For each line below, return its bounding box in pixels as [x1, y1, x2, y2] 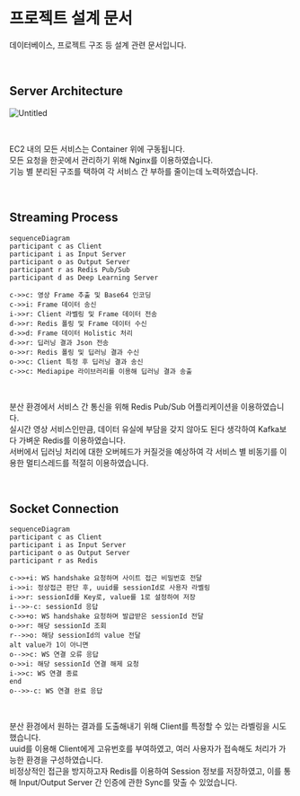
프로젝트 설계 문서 [9, 8, 133, 29]
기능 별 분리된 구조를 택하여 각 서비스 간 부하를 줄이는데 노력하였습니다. [9, 165, 259, 176]
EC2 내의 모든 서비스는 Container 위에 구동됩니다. [9, 143, 186, 154]
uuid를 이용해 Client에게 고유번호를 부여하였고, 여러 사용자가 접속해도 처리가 [9, 743, 277, 755]
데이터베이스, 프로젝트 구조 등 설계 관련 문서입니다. [9, 40, 187, 50]
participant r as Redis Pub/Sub [9, 265, 130, 274]
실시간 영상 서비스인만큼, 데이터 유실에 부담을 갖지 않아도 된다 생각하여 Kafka [9, 423, 280, 434]
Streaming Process [9, 210, 119, 226]
